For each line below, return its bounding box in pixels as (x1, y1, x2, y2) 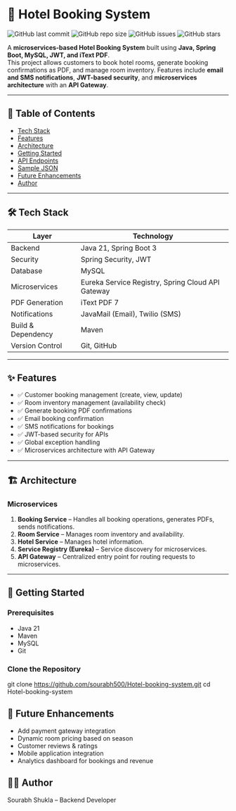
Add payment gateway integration (17, 727, 116, 735)
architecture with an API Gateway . (7, 80, 109, 89)
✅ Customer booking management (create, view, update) (17, 391, 183, 399)
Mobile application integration (17, 749, 104, 757)
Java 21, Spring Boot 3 (80, 243, 157, 253)
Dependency (11, 329, 53, 339)
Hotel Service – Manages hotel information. (17, 538, 144, 546)
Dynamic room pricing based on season (17, 734, 133, 742)
